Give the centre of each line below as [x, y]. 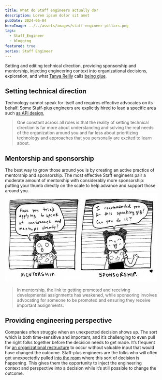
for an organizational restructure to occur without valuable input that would [80, 347]
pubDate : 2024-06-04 [26, 20]
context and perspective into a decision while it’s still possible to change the [81, 368]
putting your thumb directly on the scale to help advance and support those [80, 186]
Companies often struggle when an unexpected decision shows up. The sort [81, 332]
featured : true [20, 46]
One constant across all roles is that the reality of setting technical [83, 123]
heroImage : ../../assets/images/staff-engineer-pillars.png [67, 26]
